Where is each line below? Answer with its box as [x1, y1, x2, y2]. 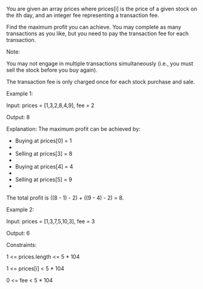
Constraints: [6, 242, 37, 248]
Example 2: [6, 206, 35, 213]
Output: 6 [6, 229, 30, 237]
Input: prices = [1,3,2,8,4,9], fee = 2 [6, 102, 95, 109]
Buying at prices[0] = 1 [15, 137, 72, 144]
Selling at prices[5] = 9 [15, 176, 73, 183]
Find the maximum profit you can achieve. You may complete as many [6, 24, 182, 30]
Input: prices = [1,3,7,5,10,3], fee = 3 [6, 218, 95, 225]
